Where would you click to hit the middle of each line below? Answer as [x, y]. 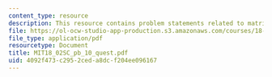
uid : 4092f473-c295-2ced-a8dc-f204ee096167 [83, 61]
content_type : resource [49, 16]
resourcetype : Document [49, 46]
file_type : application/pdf [56, 38]
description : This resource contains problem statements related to [126, 23]
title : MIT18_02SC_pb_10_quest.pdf [68, 53]
